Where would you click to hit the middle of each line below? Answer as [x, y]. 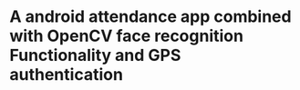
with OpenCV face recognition [127, 36]
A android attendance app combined [150, 17]
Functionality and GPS [95, 55]
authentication [66, 75]
